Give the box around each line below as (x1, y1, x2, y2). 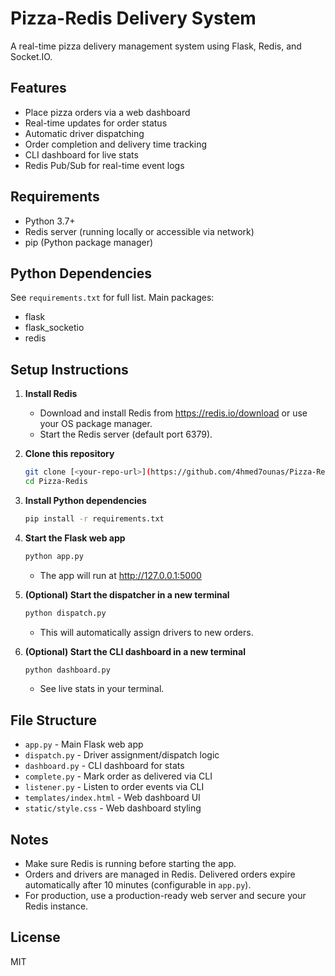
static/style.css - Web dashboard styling (24, 802, 202, 814)
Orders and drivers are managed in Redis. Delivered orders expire (24, 868, 296, 881)
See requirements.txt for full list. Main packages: (10, 292, 215, 304)
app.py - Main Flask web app (24, 738, 144, 751)
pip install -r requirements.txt (24, 513, 165, 524)
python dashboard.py (24, 665, 111, 675)
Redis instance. (24, 900, 89, 912)
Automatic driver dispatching (24, 127, 145, 139)
